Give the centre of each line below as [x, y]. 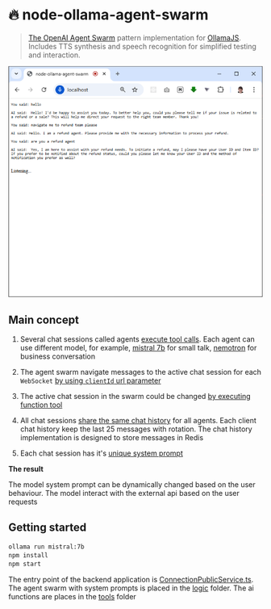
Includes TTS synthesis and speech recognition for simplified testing [142, 46]
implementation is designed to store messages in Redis [112, 438]
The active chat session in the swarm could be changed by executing [135, 397]
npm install [28, 555]
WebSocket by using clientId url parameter [90, 380]
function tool [41, 405]
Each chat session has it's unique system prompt [101, 453]
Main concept [44, 319]
